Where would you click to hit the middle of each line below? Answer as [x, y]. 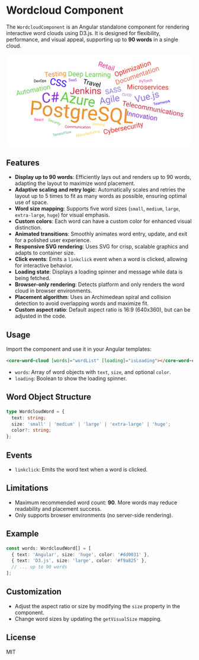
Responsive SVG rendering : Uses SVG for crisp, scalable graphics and [101, 247]
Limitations [27, 488]
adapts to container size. [45, 253]
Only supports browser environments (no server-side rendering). [94, 515]
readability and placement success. [58, 508]
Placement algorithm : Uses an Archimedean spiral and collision [93, 297]
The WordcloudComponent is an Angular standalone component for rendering [98, 27]
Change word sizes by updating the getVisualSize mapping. [88, 618]
